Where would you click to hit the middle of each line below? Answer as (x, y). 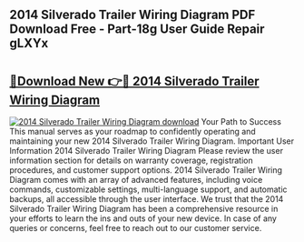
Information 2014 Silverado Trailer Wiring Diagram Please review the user (147, 151)
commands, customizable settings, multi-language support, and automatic (148, 189)
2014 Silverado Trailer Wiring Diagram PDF (132, 15)
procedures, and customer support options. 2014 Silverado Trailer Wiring (146, 170)
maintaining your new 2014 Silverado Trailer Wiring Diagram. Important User (152, 141)
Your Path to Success (241, 121)
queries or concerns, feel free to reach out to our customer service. (136, 228)
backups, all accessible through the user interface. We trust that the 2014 (147, 199)
